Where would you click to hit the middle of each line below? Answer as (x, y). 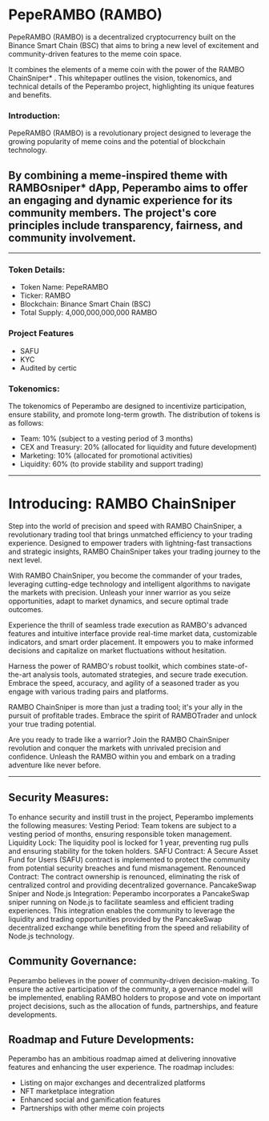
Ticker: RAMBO (45, 296)
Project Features (41, 334)
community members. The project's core (112, 212)
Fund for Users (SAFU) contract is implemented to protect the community (129, 859)
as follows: (26, 422)
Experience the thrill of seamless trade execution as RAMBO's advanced (128, 625)
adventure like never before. (55, 765)
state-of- (233, 666)
